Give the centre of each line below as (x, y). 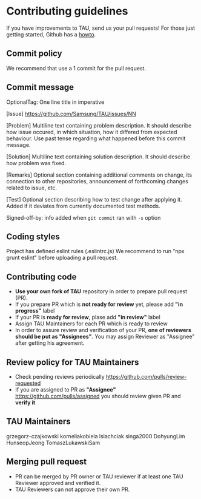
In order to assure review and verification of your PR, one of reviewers (103, 330)
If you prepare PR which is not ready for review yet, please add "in (99, 304)
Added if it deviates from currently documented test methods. (83, 206)
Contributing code (41, 277)
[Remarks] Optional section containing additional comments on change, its (99, 175)
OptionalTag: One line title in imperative (55, 102)
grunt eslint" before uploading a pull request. (62, 258)
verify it (25, 402)
